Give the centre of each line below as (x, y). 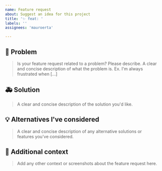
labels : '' (16, 23)
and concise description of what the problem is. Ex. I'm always (80, 68)
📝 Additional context (37, 152)
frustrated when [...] (37, 74)
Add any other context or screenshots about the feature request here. (87, 164)
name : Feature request (28, 10)
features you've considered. (45, 136)
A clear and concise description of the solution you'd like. (75, 104)
